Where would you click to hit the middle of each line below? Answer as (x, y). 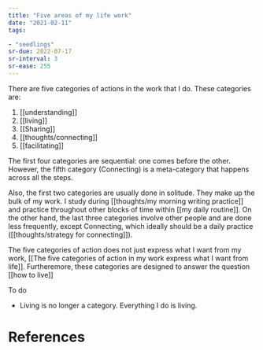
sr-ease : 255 (30, 66)
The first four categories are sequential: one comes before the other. (119, 160)
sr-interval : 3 (33, 59)
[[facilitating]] (42, 146)
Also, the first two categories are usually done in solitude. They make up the (131, 193)
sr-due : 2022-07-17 (40, 52)
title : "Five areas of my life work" (70, 15)
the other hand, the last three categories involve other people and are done (130, 218)
